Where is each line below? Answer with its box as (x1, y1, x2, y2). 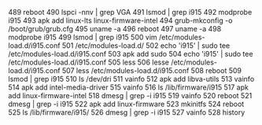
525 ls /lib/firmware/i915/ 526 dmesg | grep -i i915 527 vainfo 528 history (8, 108, 245, 117)
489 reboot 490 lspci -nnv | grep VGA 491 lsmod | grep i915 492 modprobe (8, 8, 253, 17)
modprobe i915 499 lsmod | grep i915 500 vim (8, 32, 157, 42)
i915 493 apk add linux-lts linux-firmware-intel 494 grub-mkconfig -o (8, 16, 233, 25)
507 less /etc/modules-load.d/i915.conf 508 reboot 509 (61, 66, 242, 75)
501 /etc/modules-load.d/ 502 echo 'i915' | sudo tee (61, 41, 231, 50)
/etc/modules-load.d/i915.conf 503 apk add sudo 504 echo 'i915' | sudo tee (8, 50, 253, 58)
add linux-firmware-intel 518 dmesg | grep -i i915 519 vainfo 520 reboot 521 (8, 91, 253, 100)
